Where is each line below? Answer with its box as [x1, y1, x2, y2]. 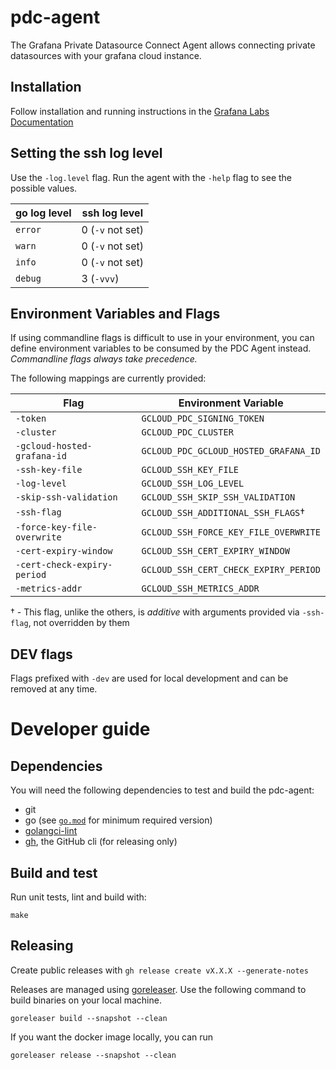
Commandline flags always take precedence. [10, 353, 198, 365]
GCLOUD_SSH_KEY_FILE [141, 464, 240, 476]
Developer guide [10, 718, 151, 741]
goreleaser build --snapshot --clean [10, 1013, 168, 1023]
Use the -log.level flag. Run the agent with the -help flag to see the [10, 171, 292, 183]
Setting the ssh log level [10, 145, 163, 162]
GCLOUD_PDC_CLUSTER [141, 427, 234, 438]
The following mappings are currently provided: [10, 372, 207, 385]
